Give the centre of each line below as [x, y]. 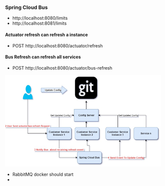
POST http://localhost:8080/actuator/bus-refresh [62, 68]
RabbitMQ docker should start [43, 175]
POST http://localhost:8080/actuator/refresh [57, 45]
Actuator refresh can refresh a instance [46, 35]
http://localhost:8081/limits [39, 23]
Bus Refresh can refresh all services [43, 57]
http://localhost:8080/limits [40, 18]
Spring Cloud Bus [26, 7]
